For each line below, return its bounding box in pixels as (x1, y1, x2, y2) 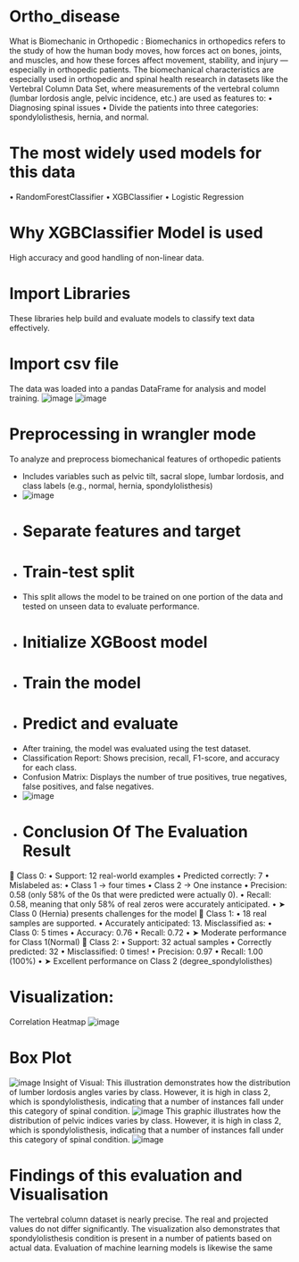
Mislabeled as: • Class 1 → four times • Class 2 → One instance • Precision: (9, 880, 287, 890)
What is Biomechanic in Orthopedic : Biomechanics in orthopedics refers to (9, 36, 286, 46)
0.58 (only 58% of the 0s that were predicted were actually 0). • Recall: (9, 890, 272, 900)
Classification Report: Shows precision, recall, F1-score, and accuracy (21, 752, 280, 764)
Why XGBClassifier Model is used (9, 223, 263, 243)
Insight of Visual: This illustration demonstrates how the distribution (43, 1077, 291, 1088)
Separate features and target (21, 520, 241, 541)
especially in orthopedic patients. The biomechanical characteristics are (9, 64, 275, 75)
